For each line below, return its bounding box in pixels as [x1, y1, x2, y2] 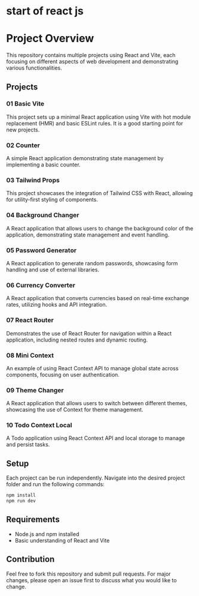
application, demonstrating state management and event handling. [6, 231, 170, 238]
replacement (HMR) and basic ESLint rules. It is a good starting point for [6, 119, 183, 127]
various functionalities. [6, 64, 63, 71]
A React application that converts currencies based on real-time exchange [6, 295, 189, 302]
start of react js [6, 4, 84, 18]
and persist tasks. [6, 441, 50, 448]
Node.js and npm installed [14, 530, 79, 538]
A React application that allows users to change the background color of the [6, 224, 194, 232]
